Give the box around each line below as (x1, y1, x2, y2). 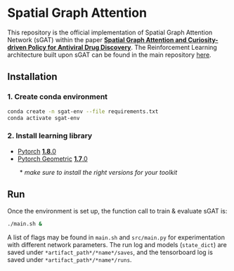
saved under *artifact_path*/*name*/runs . (7, 256, 132, 264)
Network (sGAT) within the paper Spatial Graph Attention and (7, 35, 187, 44)
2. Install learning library (7, 131, 93, 141)
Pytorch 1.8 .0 (17, 147, 56, 155)
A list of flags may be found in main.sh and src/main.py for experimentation (7, 233, 226, 242)
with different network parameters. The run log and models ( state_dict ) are (7, 241, 227, 249)
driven (7, 43, 27, 51)
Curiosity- (188, 35, 219, 44)
